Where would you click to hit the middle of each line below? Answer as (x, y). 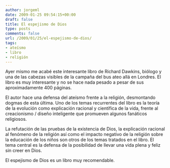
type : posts (18, 29)
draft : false (19, 19)
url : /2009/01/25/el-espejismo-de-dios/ (49, 39)
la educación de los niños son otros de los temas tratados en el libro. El (80, 140)
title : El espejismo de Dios (36, 24)
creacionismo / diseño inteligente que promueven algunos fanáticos (76, 114)
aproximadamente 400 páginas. (39, 88)
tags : (11, 43)
